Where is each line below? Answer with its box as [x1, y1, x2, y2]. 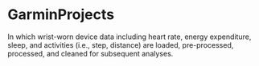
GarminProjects [7, 6, 114, 24]
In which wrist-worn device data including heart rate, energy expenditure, [7, 32, 252, 41]
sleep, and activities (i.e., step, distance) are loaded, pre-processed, [7, 40, 234, 49]
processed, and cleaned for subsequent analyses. [7, 49, 174, 58]
